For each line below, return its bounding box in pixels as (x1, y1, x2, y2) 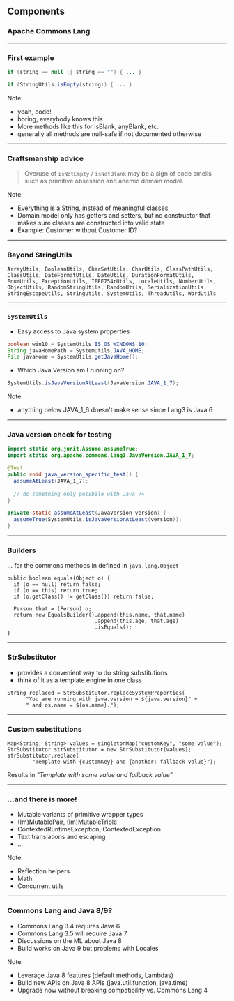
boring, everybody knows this (17, 114, 103, 123)
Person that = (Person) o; (13, 605, 92, 612)
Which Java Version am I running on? (17, 366, 125, 375)
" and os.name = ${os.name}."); (25, 701, 120, 709)
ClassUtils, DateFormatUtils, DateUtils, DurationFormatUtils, (7, 272, 195, 279)
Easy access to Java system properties (17, 327, 130, 336)
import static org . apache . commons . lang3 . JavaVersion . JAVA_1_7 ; (7, 452, 195, 459)
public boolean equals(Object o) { (7, 575, 111, 582)
